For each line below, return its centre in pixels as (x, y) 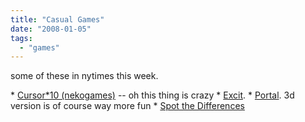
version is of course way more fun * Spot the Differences (127, 106)
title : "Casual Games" (57, 19)
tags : (21, 38)
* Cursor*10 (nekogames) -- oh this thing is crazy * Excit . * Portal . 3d (152, 95)
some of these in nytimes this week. (84, 76)
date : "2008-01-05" (51, 29)
